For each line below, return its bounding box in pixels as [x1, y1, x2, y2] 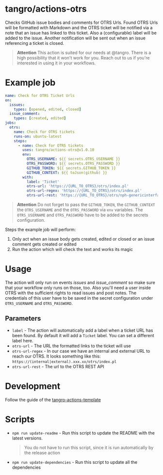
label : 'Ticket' [26, 179, 60, 184]
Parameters [5, 314, 41, 323]
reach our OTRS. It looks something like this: [12, 353, 101, 359]
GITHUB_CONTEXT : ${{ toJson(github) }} [26, 170, 108, 175]
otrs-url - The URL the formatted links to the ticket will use [12, 342, 131, 349]
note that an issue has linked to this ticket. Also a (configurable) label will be [5, 30, 157, 36]
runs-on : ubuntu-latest [14, 134, 62, 139]
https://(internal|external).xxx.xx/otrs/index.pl [12, 359, 117, 364]
